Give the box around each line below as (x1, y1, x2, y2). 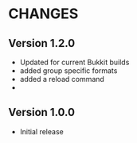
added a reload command (19, 75, 105, 83)
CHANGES (8, 5, 79, 23)
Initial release (19, 126, 64, 136)
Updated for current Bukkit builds (19, 57, 130, 67)
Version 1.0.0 (8, 106, 76, 119)
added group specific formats (19, 66, 118, 75)
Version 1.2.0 (8, 37, 76, 50)
